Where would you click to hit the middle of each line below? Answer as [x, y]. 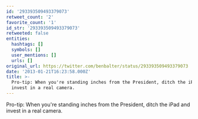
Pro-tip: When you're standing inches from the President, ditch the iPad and [98, 104]
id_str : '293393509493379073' [43, 28]
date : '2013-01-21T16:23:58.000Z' [49, 72]
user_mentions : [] [34, 55]
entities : [18, 39]
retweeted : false [27, 33]
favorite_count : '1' [32, 22]
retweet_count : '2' [30, 17]
